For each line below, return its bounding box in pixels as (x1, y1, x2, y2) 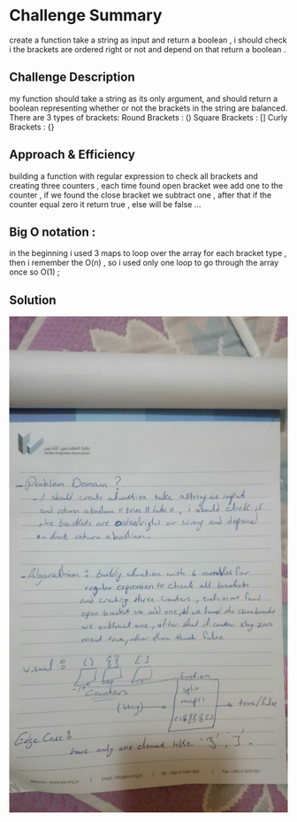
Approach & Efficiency (9, 147, 135, 162)
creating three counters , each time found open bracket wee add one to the (9, 180, 284, 190)
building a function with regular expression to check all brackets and (9, 170, 258, 182)
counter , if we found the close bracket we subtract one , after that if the (9, 190, 272, 200)
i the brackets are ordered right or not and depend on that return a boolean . (9, 43, 286, 54)
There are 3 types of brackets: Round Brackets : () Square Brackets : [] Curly (9, 112, 288, 122)
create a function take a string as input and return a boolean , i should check (9, 35, 287, 45)
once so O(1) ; (9, 267, 60, 277)
